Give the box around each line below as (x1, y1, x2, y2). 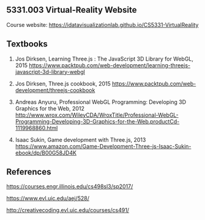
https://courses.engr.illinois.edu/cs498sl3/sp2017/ (6, 183, 133, 190)
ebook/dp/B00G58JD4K (15, 149, 77, 156)
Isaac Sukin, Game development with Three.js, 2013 (15, 136, 146, 143)
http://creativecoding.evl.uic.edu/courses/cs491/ (6, 207, 130, 214)
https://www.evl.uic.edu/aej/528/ (6, 195, 90, 202)
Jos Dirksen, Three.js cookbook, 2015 (15, 79, 111, 87)
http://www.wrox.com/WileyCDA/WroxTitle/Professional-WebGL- (15, 111, 179, 119)
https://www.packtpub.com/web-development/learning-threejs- (29, 61, 191, 69)
